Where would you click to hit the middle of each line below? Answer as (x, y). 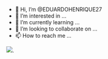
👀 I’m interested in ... (41, 16)
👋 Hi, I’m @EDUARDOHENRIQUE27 (58, 9)
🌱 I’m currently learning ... (47, 22)
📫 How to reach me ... (43, 36)
